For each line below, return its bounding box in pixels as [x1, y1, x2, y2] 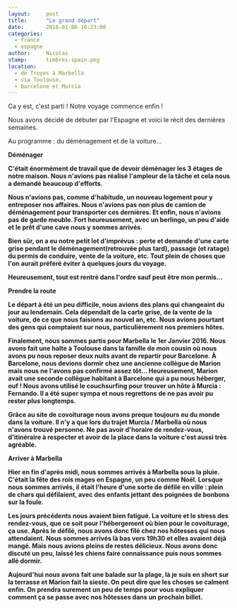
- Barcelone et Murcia [14, 83, 81, 90]
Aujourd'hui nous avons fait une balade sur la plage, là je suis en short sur [8, 571, 229, 579]
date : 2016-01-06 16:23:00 [8, 23, 107, 30]
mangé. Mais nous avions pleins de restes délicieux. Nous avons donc [8, 542, 218, 550]
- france [14, 37, 40, 44]
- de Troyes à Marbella [14, 69, 84, 76]
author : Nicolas [8, 50, 69, 57]
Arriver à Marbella [8, 454, 63, 463]
